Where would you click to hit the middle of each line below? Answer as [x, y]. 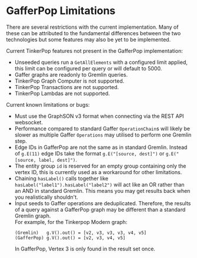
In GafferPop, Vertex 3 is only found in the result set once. [85, 249]
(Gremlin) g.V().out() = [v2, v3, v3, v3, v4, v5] [81, 233]
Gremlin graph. [33, 216]
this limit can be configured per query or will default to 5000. [88, 68]
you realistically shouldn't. [46, 197]
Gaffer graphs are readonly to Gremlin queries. [71, 74]
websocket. [29, 122]
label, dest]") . [58, 159]
